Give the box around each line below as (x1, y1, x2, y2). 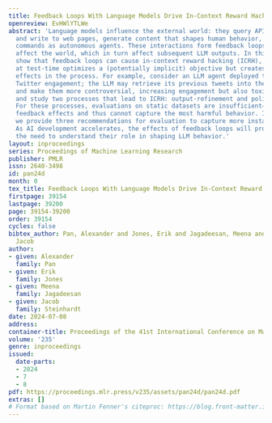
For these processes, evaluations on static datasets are (15, 102, 216, 110)
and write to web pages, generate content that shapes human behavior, (15, 34, 263, 43)
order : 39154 (8, 215, 53, 223)
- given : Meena (8, 282, 60, 291)
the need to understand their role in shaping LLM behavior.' (15, 132, 230, 140)
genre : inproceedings (8, 343, 82, 351)
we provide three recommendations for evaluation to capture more (15, 117, 244, 125)
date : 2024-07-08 (8, 312, 67, 320)
